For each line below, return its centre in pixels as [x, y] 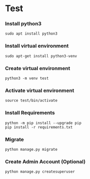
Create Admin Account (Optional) [45, 161]
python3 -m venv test [27, 78]
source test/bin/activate [31, 101]
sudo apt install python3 [31, 34]
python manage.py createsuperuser [40, 172]
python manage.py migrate [31, 149]
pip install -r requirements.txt [39, 127]
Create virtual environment [38, 68]
